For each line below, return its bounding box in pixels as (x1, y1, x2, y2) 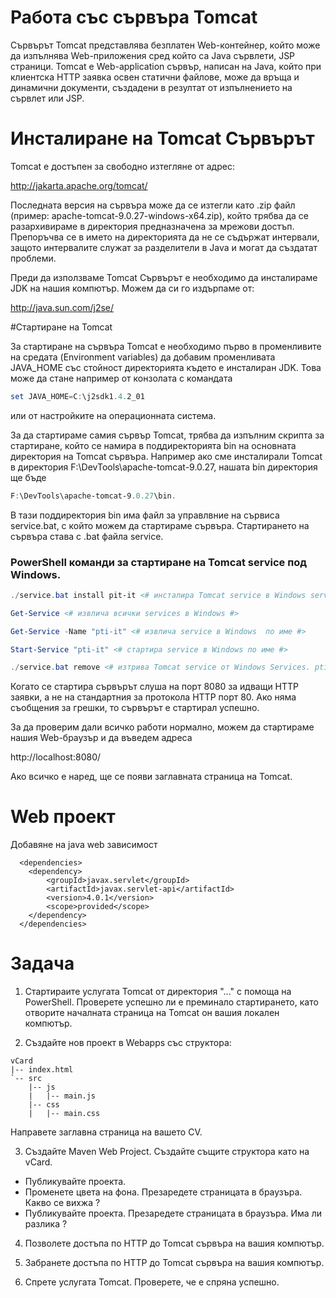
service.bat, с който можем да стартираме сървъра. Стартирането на (10, 519, 310, 531)
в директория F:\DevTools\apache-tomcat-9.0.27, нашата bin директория (10, 461, 318, 473)
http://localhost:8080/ (10, 751, 102, 763)
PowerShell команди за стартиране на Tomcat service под (10, 555, 308, 569)
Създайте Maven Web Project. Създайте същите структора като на (24, 1146, 310, 1158)
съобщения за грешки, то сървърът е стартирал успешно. (10, 702, 260, 714)
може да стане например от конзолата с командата (10, 372, 233, 384)
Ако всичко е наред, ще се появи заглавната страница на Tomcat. (10, 771, 293, 783)
